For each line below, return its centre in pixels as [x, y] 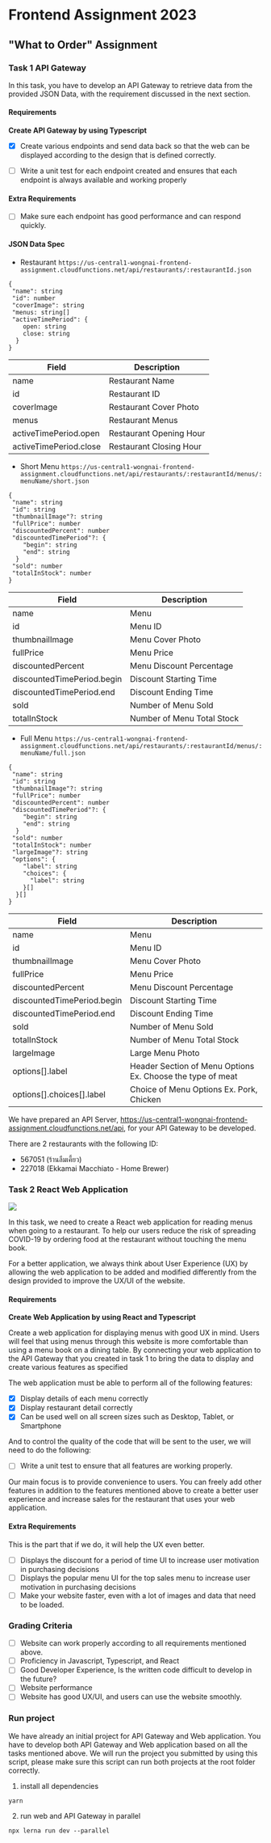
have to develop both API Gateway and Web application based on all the [128, 1744]
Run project [31, 1718]
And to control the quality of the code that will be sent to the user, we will [130, 1442]
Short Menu [40, 466]
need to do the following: [50, 1450]
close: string [46, 333]
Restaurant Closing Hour [155, 446]
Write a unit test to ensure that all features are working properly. [126, 1466]
